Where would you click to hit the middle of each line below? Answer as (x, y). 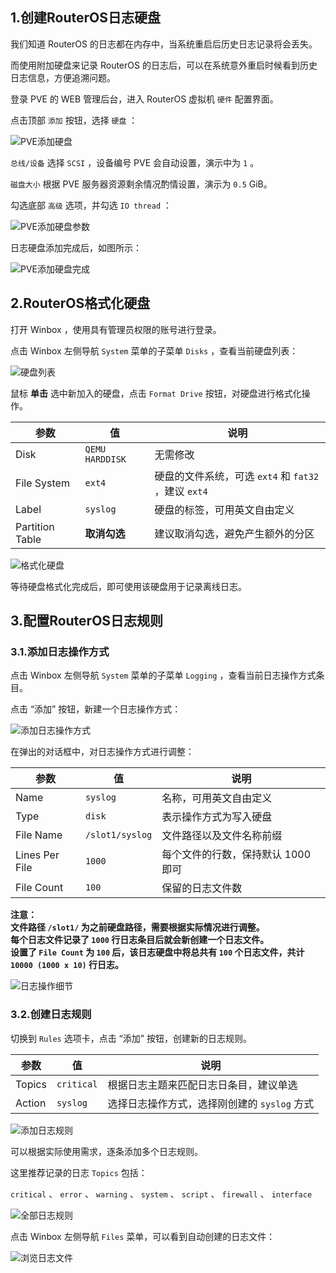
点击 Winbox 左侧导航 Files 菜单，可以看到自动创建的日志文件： (143, 1236)
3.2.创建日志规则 (51, 1015)
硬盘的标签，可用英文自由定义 (224, 510)
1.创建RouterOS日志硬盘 (86, 18)
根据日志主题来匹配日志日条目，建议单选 (202, 1085)
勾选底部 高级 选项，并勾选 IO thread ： (91, 205)
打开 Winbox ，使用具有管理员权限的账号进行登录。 (116, 329)
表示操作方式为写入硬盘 (217, 817)
